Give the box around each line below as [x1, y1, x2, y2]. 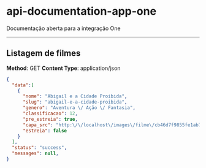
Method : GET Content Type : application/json [6, 64, 121, 72]
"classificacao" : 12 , [22, 110, 78, 116]
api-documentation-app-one [6, 4, 157, 18]
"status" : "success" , [12, 145, 67, 151]
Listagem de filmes [6, 48, 81, 59]
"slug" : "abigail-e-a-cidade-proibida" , [22, 99, 128, 105]
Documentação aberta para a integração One [6, 25, 121, 32]
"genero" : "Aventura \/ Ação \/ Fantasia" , [22, 105, 136, 111]
